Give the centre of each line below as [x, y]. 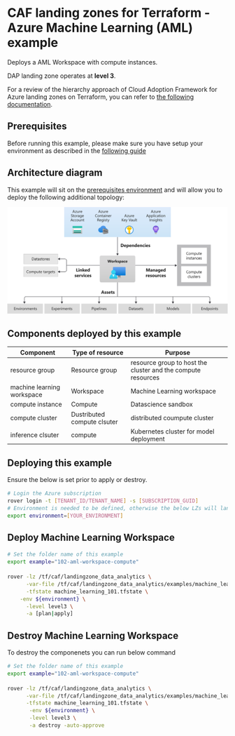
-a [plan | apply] [49, 614]
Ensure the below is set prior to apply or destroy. [77, 480]
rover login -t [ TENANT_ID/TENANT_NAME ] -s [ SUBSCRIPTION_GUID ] [103, 501]
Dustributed [88, 414]
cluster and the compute [166, 370]
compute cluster [34, 418]
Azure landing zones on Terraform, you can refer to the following [101, 97]
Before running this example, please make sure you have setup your [105, 143]
